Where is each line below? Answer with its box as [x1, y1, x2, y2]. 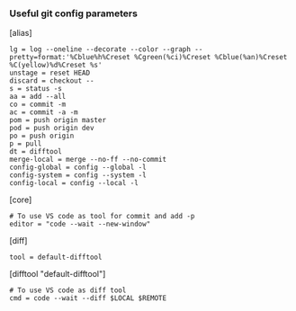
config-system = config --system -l [9, 171, 147, 180]
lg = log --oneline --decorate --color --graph [9, 45, 192, 54]
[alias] [9, 28, 33, 39]
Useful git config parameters [9, 7, 138, 20]
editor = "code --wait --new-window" [9, 219, 151, 229]
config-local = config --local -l [9, 179, 139, 188]
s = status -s [9, 84, 63, 93]
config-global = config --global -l [9, 163, 147, 173]
